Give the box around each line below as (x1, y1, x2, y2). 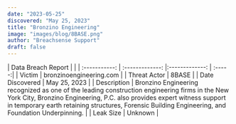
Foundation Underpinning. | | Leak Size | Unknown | (7, 108, 159, 117)
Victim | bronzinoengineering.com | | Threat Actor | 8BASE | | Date (19, 71, 214, 79)
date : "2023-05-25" (7, 10, 65, 18)
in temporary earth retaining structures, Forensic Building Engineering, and (7, 101, 226, 109)
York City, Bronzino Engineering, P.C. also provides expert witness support (7, 93, 226, 102)
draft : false (7, 43, 46, 51)
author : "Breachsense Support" (7, 37, 100, 44)
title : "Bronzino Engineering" (7, 24, 100, 31)
